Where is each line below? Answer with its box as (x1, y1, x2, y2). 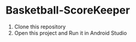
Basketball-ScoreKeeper (5, 4, 131, 17)
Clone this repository (14, 23, 66, 30)
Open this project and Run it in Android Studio (14, 29, 127, 36)
